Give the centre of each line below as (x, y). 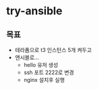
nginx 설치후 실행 (44, 80)
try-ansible (34, 11)
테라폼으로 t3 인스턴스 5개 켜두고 (53, 50)
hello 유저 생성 (41, 65)
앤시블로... (27, 57)
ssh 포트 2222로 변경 (49, 72)
